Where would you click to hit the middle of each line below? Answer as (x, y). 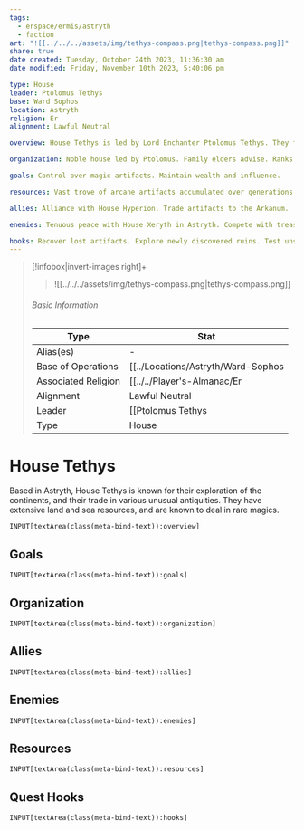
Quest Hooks (47, 797)
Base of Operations (77, 367)
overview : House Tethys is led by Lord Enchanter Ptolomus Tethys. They (149, 143)
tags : (19, 18)
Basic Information (65, 305)
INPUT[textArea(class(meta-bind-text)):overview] (105, 527)
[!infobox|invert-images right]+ (89, 267)
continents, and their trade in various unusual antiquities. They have (136, 501)
